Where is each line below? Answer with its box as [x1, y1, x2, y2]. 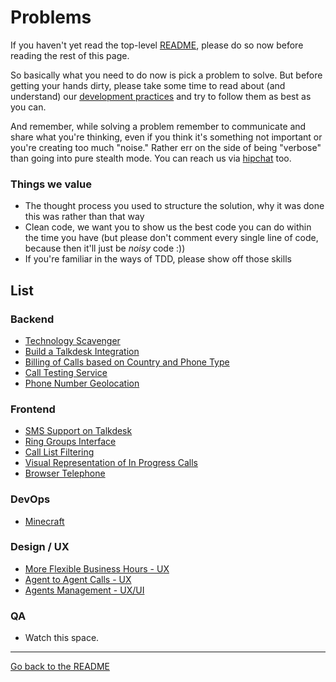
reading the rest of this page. [10, 49, 130, 61]
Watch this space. [24, 632, 100, 644]
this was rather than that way [24, 211, 145, 223]
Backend [10, 312, 55, 326]
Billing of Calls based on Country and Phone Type [24, 356, 230, 368]
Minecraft [24, 515, 65, 527]
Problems [10, 6, 92, 29]
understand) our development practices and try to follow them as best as [10, 90, 312, 102]
